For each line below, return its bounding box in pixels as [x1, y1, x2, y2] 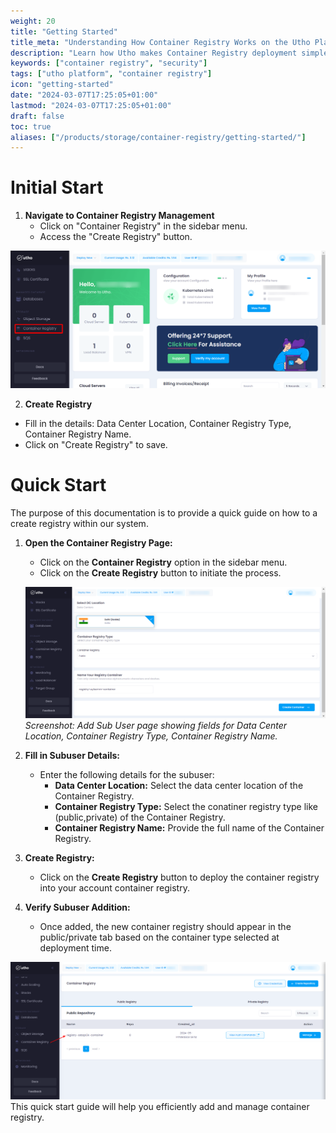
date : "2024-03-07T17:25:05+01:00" [10, 90, 159, 100]
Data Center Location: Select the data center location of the [54, 779, 304, 791]
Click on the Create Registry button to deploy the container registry [39, 871, 320, 883]
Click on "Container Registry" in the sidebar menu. [39, 220, 248, 232]
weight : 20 [10, 16, 56, 26]
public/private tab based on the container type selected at [39, 931, 280, 943]
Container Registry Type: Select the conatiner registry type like [54, 800, 319, 812]
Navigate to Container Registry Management [24, 210, 215, 222]
